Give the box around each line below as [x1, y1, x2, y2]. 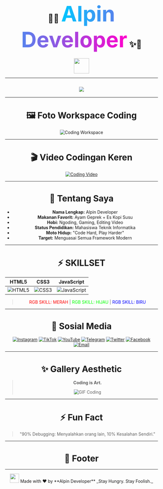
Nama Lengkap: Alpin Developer [52, 209, 118, 215]
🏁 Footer [64, 453, 99, 464]
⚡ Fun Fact [60, 412, 103, 423]
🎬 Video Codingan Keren [31, 152, 132, 163]
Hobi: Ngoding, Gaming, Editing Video [47, 219, 124, 225]
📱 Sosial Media [51, 321, 112, 331]
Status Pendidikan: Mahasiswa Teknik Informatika [34, 224, 136, 230]
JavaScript [58, 278, 84, 285]
